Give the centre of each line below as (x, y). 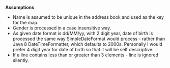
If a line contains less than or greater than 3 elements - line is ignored (86, 55)
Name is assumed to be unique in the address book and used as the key (88, 17)
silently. (21, 60)
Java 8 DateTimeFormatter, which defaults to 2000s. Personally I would (88, 44)
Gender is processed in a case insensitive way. (62, 28)
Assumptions (20, 7)
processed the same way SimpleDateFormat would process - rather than (89, 39)
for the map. (25, 23)
